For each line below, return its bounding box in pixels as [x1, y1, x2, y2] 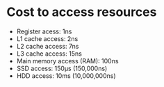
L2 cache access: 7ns [16, 42, 79, 50]
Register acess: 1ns [16, 27, 72, 35]
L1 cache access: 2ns [16, 34, 79, 42]
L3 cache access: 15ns [16, 49, 83, 58]
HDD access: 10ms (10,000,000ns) [16, 71, 116, 80]
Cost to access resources [6, 4, 157, 20]
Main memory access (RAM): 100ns [16, 56, 119, 65]
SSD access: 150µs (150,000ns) [16, 64, 108, 72]
